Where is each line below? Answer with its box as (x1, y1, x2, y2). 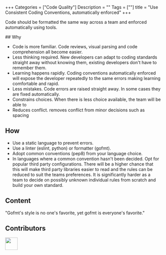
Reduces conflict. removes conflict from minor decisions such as (12, 107, 145, 113)
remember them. (12, 65, 47, 71)
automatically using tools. (5, 24, 57, 30)
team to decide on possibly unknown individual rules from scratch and (12, 176, 156, 183)
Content (5, 196, 31, 205)
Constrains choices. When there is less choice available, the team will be (12, 96, 161, 102)
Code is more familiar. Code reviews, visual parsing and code (12, 44, 138, 49)
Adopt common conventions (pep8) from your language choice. (12, 150, 143, 156)
